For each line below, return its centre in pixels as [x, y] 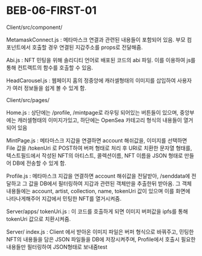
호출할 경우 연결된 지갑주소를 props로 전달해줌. [87, 47]
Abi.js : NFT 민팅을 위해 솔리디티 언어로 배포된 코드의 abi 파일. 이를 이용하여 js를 [101, 60]
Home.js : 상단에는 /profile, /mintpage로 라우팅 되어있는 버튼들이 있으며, [93, 112]
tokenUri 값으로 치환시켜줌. [39, 219]
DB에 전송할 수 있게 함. [39, 163]
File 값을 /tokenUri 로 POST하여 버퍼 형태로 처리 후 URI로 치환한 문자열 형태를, [99, 148]
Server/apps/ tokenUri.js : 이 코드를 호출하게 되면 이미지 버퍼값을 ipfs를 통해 [97, 211]
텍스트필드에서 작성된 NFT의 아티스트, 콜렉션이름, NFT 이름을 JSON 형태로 [95, 155]
